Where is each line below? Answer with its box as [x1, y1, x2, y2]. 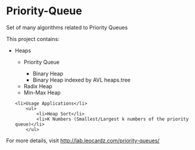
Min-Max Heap [23, 89, 61, 96]
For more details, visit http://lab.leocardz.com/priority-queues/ [6, 137, 160, 144]
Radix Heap [23, 82, 52, 90]
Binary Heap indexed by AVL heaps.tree [32, 76, 131, 83]
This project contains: [6, 35, 60, 42]
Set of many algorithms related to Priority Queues [6, 24, 128, 31]
